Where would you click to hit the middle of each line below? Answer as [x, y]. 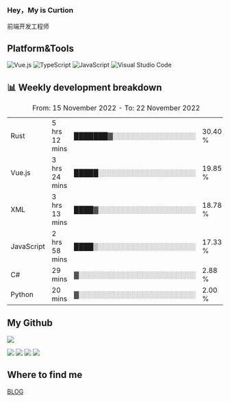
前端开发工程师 [28, 26]
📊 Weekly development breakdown [85, 87]
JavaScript [28, 246]
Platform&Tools [40, 48]
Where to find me [45, 375]
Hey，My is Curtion [40, 10]
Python [22, 294]
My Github [30, 323]
